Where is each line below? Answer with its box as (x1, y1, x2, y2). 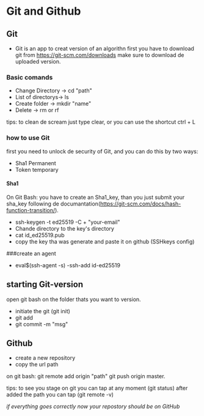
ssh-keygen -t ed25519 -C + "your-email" (15, 218, 120, 226)
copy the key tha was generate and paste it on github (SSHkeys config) (15, 237, 195, 245)
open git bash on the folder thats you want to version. (6, 295, 142, 303)
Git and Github (6, 4, 81, 18)
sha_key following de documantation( (6, 200, 101, 207)
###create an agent (6, 250, 56, 257)
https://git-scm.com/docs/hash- (100, 200, 181, 207)
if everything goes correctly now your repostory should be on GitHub (6, 403, 180, 410)
